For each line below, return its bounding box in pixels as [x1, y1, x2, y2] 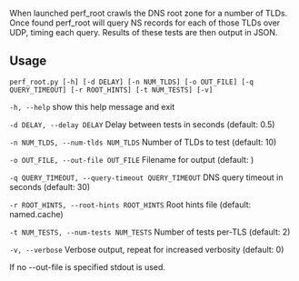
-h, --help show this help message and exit [9, 101, 175, 112]
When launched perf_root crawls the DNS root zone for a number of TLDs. [9, 8, 288, 18]
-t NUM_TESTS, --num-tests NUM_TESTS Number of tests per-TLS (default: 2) [9, 226, 291, 237]
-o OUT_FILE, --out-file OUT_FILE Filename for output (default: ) [9, 154, 254, 165]
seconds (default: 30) [9, 181, 91, 192]
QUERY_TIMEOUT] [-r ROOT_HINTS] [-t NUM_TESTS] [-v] [9, 85, 214, 95]
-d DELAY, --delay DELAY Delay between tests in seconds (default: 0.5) [9, 118, 275, 130]
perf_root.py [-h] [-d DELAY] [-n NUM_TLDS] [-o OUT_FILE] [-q [9, 77, 254, 86]
